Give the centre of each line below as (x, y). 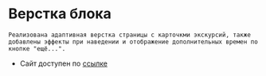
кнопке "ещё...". (37, 48)
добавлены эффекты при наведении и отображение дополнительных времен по (133, 42)
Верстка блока (60, 14)
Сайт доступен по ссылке (63, 63)
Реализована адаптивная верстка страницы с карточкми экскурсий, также (129, 35)
